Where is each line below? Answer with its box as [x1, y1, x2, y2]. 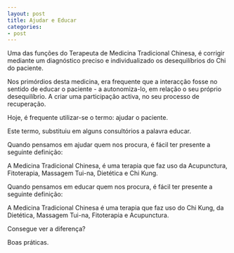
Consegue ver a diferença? [7, 225, 86, 233]
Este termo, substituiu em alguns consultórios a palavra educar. [7, 127, 192, 135]
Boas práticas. [7, 238, 49, 247]
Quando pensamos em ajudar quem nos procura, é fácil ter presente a [7, 141, 211, 149]
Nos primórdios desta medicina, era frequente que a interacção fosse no [7, 78, 218, 86]
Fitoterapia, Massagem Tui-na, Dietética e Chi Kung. [7, 169, 158, 177]
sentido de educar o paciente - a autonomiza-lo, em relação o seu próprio [7, 85, 222, 93]
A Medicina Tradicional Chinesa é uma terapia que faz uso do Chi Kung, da [7, 204, 224, 212]
